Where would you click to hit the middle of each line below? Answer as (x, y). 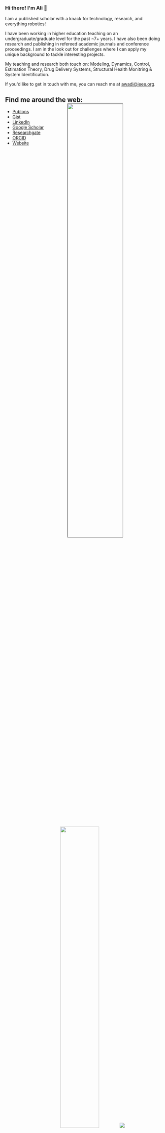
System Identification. (27, 75)
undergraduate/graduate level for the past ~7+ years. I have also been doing (82, 39)
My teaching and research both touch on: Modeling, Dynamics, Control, (78, 64)
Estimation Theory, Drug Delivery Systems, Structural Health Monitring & (79, 69)
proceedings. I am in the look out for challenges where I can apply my (76, 49)
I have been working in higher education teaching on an (62, 34)
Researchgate (26, 132)
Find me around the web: (44, 100)
